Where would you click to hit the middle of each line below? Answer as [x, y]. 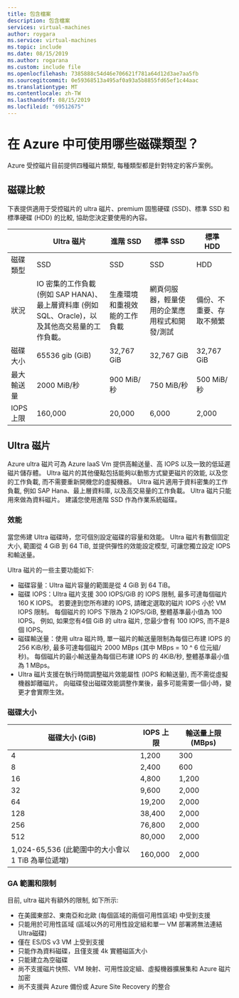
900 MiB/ [125, 379]
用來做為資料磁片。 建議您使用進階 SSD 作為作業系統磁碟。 [94, 500]
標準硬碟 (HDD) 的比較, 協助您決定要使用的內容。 [79, 217]
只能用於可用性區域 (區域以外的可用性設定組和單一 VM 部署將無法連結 [120, 925]
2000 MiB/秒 [58, 385]
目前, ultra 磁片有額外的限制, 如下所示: [63, 900]
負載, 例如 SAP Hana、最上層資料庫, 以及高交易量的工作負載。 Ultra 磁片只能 [119, 491]
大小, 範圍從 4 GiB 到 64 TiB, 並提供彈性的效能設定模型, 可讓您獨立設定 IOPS [119, 545]
